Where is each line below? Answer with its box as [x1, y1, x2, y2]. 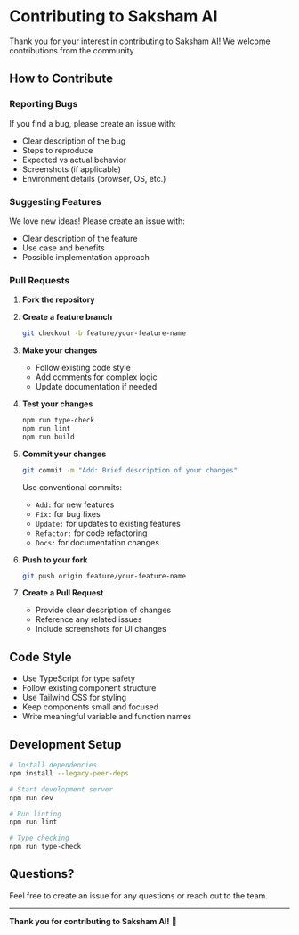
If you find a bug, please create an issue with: [9, 118, 176, 128]
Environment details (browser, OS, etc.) [21, 173, 166, 184]
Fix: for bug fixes [35, 508, 101, 519]
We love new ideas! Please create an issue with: [9, 216, 185, 226]
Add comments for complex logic [35, 372, 158, 382]
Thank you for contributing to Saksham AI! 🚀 [9, 915, 177, 926]
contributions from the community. [9, 45, 136, 55]
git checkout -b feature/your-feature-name [21, 329, 187, 338]
